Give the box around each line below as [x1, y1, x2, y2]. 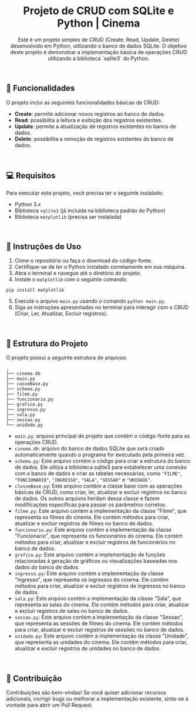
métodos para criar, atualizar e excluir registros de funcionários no [14, 539, 176, 546]
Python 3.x [14, 201, 41, 208]
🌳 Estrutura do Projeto [6, 338, 88, 348]
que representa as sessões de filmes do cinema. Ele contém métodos [14, 620, 183, 627]
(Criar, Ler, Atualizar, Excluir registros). [14, 310, 108, 317]
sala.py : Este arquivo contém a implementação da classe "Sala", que [14, 595, 182, 602]
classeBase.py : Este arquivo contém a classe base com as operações [14, 482, 183, 489]
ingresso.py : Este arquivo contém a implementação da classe [14, 570, 164, 577]
